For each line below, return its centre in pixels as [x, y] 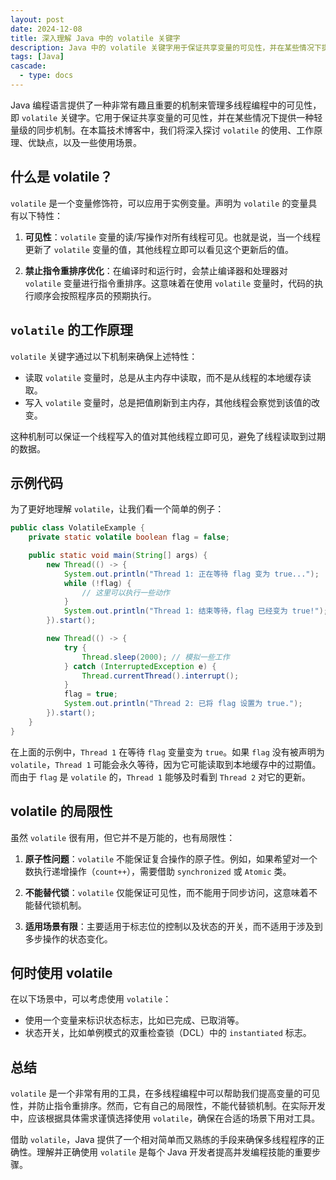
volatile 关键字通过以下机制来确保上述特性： [104, 356]
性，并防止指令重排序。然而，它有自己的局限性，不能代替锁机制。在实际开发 [168, 1106]
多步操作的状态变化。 [68, 938]
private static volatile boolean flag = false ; [129, 537]
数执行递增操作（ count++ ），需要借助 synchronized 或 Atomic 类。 [158, 871]
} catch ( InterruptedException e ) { [140, 666]
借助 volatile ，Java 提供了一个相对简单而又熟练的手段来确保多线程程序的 [163, 1140]
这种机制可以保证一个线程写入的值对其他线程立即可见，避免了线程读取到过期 [168, 436]
